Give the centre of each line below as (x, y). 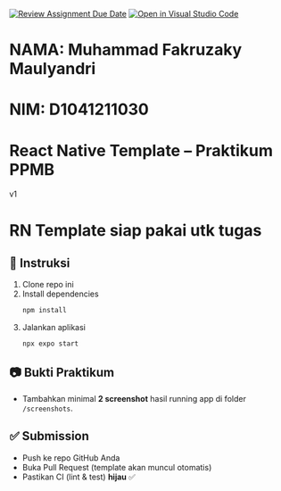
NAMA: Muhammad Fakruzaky (126, 50)
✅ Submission (49, 436)
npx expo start (50, 344)
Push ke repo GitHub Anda (71, 458)
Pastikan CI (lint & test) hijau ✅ (79, 477)
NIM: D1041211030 (79, 109)
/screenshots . (47, 408)
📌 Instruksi (40, 263)
